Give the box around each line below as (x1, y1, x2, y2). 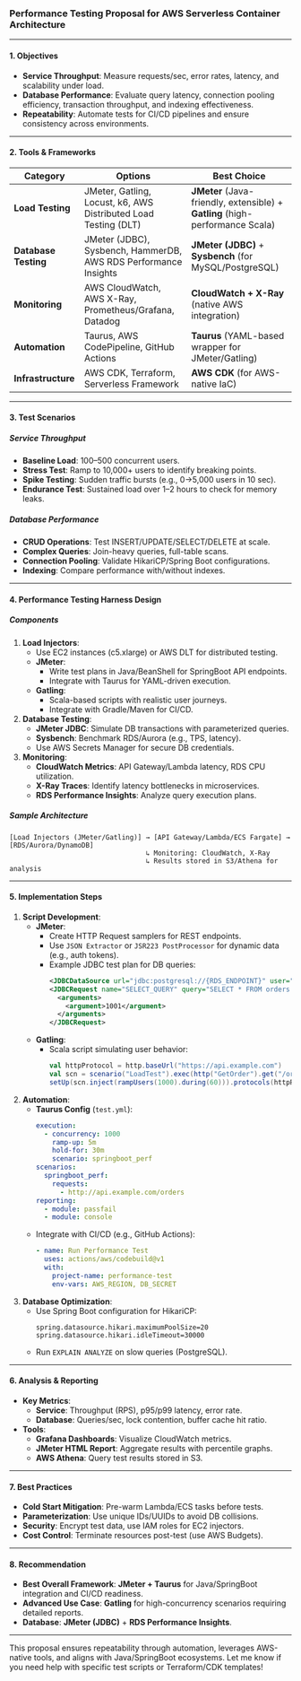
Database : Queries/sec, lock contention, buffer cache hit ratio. (35, 1414, 267, 1424)
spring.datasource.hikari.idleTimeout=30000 (35, 1330, 205, 1339)
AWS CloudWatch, (83, 281, 161, 293)
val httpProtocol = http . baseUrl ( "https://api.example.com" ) (48, 1061, 282, 1070)
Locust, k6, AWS (83, 196, 154, 208)
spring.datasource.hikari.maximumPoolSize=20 (35, 1322, 209, 1332)
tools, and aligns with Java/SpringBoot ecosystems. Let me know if (33, 1652, 282, 1663)
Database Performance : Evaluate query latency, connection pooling (21, 89, 275, 100)
